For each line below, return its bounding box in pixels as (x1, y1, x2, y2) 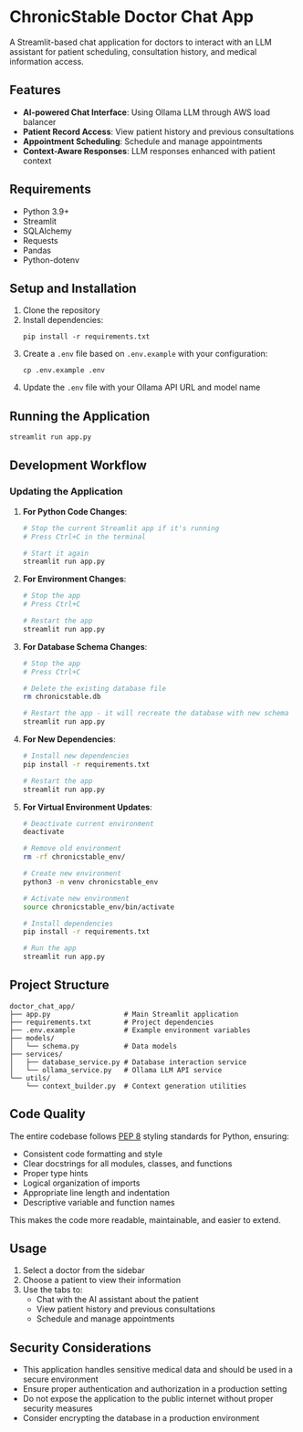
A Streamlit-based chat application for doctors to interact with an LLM (9, 37, 272, 47)
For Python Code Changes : (22, 506, 128, 517)
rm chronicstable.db (22, 692, 101, 702)
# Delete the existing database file (22, 684, 167, 693)
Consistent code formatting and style (22, 1148, 162, 1159)
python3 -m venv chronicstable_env (22, 877, 159, 886)
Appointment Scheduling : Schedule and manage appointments (22, 135, 263, 147)
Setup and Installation (9, 280, 137, 296)
